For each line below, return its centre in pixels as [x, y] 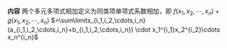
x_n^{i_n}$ [23, 37]
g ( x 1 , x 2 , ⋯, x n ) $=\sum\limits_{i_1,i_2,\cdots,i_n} [77, 21]
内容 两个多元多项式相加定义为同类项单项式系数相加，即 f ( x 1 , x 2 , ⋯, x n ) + [113, 12]
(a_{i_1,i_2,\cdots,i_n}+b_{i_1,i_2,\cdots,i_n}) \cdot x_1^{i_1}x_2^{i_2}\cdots [114, 29]
